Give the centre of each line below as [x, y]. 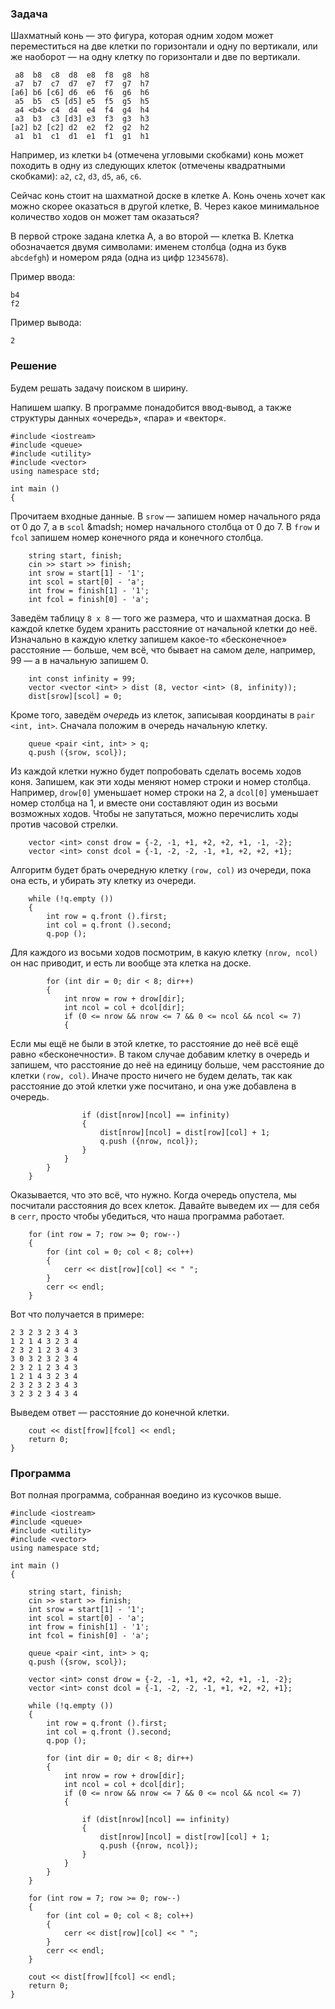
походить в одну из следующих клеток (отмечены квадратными [148, 166]
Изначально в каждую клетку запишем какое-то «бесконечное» [149, 639]
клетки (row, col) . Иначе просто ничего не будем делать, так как [151, 1075]
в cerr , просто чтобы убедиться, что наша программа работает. [147, 1216]
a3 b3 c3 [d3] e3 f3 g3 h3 [82, 119]
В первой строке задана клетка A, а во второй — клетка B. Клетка [152, 236]
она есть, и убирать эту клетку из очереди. [103, 880]
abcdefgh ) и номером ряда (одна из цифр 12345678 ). [119, 258]
